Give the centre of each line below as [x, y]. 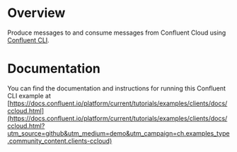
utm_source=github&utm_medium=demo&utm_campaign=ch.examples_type [118, 133]
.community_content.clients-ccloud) [60, 141]
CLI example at [29, 95]
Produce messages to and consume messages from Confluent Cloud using [117, 33]
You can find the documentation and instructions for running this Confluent [117, 88]
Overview [36, 13]
